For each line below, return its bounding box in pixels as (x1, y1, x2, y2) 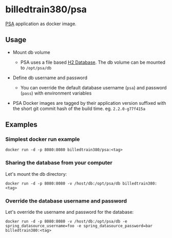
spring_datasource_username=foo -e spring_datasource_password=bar (5, 224, 153, 229)
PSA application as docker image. (5, 21, 77, 27)
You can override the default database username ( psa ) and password (20, 84, 167, 90)
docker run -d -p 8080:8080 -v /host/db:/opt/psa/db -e (5, 219, 127, 224)
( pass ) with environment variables (20, 90, 92, 96)
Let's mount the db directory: (5, 171, 67, 177)
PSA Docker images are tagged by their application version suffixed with (12, 100, 166, 106)
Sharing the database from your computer (5, 159, 113, 167)
